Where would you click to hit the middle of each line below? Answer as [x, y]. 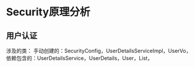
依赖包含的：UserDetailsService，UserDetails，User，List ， [80, 58]
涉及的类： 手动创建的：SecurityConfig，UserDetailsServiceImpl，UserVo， [99, 51]
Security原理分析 [48, 12]
